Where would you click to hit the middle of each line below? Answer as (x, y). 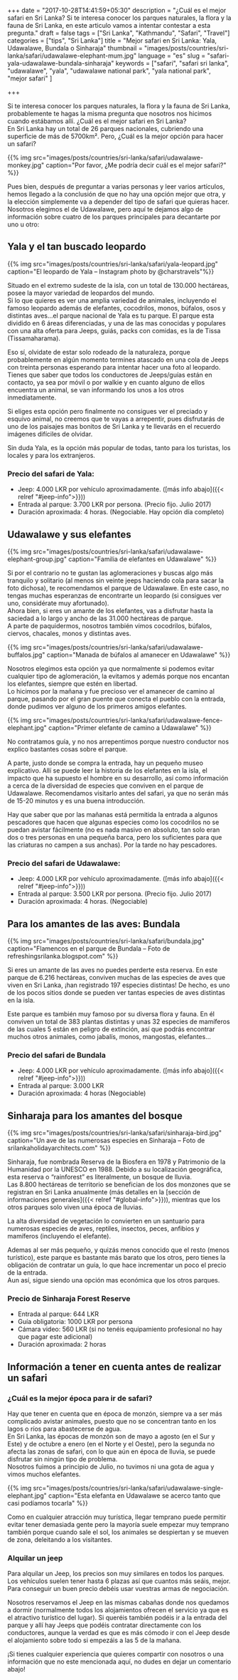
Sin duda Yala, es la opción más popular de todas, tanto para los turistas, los (119, 447)
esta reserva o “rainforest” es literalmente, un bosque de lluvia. (99, 1177)
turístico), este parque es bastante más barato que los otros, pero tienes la (117, 1258)
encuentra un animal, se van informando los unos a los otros (96, 390)
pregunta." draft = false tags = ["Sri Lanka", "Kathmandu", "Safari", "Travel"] (119, 33)
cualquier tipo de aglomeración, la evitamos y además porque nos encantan (118, 676)
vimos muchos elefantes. (44, 1474)
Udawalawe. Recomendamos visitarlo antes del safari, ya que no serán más (118, 793)
